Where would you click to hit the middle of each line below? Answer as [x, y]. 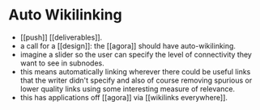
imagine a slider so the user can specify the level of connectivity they [136, 54]
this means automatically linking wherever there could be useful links [135, 71]
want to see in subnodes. [62, 63]
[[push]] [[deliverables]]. [61, 37]
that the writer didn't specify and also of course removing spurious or [136, 80]
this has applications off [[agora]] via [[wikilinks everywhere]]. [124, 97]
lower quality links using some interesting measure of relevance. [128, 89]
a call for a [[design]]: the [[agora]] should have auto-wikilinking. [128, 45]
